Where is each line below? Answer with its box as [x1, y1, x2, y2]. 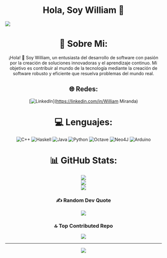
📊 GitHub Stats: [49, 154, 118, 166]
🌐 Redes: [69, 85, 98, 94]
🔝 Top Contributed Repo [54, 222, 113, 229]
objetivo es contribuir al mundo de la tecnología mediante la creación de [9, 65, 158, 71]
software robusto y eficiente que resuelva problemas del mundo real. [12, 70, 155, 76]
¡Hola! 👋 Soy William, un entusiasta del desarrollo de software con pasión [8, 54, 159, 60]
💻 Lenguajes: [54, 117, 113, 128]
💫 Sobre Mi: [59, 38, 108, 49]
